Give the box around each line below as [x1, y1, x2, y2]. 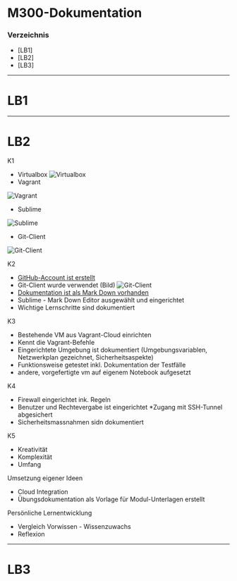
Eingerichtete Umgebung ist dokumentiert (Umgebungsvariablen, [17, 345, 208, 354]
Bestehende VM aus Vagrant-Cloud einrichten [17, 331, 152, 339]
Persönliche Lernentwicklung [7, 509, 92, 518]
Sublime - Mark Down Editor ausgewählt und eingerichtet [17, 296, 185, 305]
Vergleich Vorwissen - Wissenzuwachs [17, 522, 132, 531]
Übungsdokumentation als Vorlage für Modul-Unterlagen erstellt [17, 495, 205, 503]
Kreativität [17, 446, 48, 454]
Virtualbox [17, 171, 48, 179]
